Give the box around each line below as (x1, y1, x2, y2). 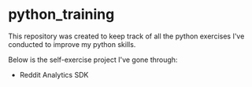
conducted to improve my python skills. (8, 39, 136, 49)
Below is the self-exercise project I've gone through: (8, 55, 178, 64)
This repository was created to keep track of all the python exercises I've (8, 31, 245, 41)
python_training (8, 5, 115, 24)
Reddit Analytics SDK (19, 70, 89, 79)
